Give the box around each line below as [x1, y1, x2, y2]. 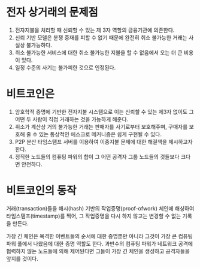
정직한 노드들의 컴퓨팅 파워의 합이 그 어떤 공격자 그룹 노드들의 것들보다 [14, 153, 180, 160]
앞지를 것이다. [6, 255, 39, 262]
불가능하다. [26, 41, 52, 49]
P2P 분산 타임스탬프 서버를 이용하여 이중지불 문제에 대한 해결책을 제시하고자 [14, 138, 193, 145]
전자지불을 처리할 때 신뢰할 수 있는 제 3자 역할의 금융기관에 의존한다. [14, 26, 175, 34]
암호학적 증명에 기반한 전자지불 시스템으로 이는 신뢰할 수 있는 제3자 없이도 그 [14, 108, 194, 115]
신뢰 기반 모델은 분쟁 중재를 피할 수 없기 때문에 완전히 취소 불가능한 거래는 [14, 34, 187, 41]
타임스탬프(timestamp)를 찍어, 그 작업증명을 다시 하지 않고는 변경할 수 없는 [6, 212, 181, 219]
